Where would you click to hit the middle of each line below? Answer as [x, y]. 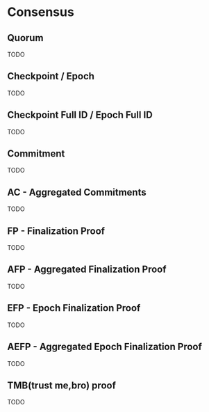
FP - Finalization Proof [56, 231]
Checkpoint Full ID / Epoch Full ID [80, 115]
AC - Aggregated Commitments [77, 192]
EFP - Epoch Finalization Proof [74, 308]
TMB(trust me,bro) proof [61, 385]
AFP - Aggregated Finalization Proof [87, 270]
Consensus [41, 12]
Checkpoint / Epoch [51, 76]
